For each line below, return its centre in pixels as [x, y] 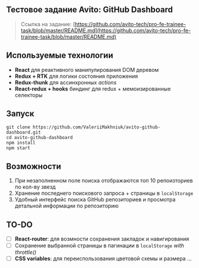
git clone [18, 127]
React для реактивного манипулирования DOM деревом [87, 70]
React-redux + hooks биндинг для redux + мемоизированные [93, 89]
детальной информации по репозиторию [67, 206]
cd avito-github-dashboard [40, 138]
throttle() [26, 253]
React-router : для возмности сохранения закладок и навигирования [102, 239]
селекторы [29, 95]
